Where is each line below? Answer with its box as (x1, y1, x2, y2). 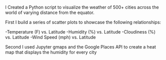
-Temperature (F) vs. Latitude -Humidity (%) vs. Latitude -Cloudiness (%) (5, 29, 156, 34)
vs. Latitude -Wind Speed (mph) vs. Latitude (5, 34, 96, 40)
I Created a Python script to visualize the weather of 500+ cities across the (5, 4, 159, 10)
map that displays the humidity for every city (5, 49, 97, 55)
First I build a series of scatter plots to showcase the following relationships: (5, 19, 161, 25)
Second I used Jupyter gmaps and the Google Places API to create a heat (5, 44, 156, 49)
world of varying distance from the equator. (5, 9, 95, 15)
